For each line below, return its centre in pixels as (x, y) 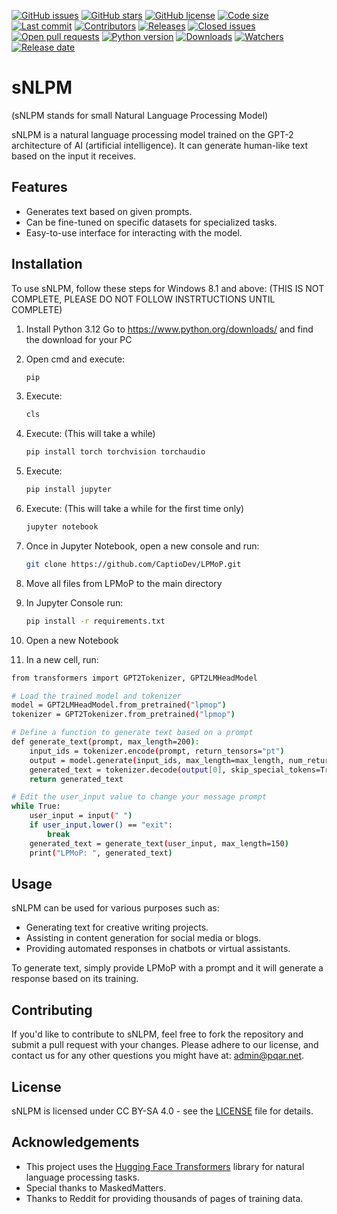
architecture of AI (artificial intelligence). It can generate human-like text (160, 145)
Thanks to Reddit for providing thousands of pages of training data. (164, 1198)
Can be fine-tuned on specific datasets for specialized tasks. (151, 222)
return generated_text (76, 779)
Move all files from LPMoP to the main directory (124, 583)
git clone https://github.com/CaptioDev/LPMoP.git (133, 564)
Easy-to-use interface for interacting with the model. (134, 232)
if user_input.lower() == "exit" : (101, 825)
